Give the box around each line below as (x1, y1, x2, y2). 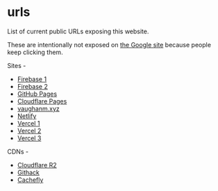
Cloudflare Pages (17, 97, 67, 105)
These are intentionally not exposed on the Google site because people (7, 40, 212, 49)
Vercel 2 (17, 126, 42, 135)
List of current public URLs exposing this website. (7, 27, 149, 35)
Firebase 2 (17, 82, 49, 90)
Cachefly (17, 175, 44, 184)
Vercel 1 (17, 119, 40, 127)
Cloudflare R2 (17, 160, 57, 169)
